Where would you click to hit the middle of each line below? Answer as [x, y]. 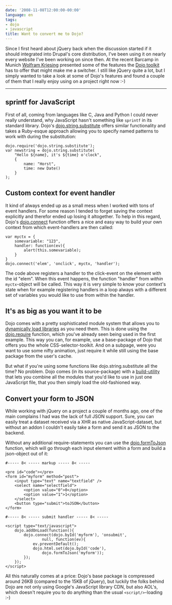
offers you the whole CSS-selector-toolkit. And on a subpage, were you [81, 345]
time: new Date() [42, 168]
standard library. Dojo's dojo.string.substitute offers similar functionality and [85, 125]
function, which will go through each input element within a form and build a [85, 448]
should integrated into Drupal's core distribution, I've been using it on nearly [86, 54]
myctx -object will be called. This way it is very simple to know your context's [86, 284]
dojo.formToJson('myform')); [73, 553]
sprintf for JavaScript [40, 102]
